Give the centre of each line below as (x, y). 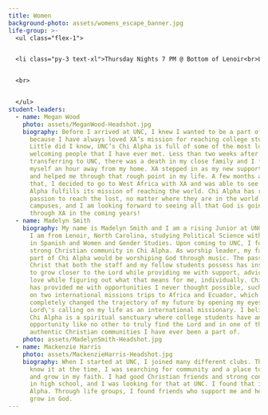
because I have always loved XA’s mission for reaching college (138, 139)
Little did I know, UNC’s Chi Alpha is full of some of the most (140, 147)
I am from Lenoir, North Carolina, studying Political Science (137, 235)
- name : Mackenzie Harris (59, 347)
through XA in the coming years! (85, 213)
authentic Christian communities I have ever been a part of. (135, 332)
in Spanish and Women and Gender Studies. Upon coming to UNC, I (140, 243)
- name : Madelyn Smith (53, 221)
